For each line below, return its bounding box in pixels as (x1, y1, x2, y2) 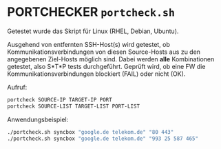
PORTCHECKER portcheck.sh (7, 4, 176, 20)
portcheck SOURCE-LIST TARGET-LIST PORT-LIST (7, 103, 140, 110)
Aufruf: (7, 83, 28, 91)
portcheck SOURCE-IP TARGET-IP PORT (7, 96, 112, 103)
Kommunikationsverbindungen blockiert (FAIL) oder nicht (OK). (7, 70, 186, 78)
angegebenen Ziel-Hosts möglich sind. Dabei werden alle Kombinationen (7, 54, 215, 63)
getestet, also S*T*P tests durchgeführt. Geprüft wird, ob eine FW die (7, 62, 206, 70)
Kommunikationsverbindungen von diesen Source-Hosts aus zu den (7, 48, 201, 56)
